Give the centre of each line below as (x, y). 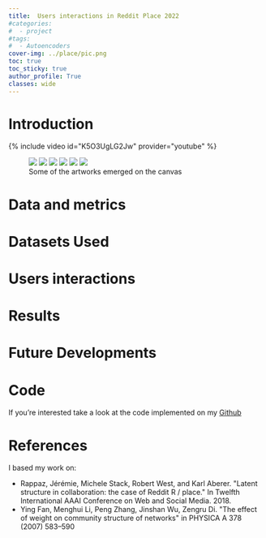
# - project (30, 31)
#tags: (19, 39)
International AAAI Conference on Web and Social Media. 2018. (126, 501)
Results (34, 316)
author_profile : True (45, 76)
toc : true (25, 62)
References (48, 445)
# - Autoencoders (39, 46)
